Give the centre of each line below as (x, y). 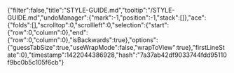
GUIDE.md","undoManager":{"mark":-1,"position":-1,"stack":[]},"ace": (107, 18)
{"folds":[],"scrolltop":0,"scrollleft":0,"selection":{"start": (88, 25)
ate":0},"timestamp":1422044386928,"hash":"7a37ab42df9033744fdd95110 (117, 55)
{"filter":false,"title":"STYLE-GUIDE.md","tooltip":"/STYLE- (91, 10)
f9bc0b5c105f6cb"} (36, 62)
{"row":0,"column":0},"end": (48, 32)
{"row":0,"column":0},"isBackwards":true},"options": (83, 40)
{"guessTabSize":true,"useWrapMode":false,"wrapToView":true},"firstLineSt (116, 47)
